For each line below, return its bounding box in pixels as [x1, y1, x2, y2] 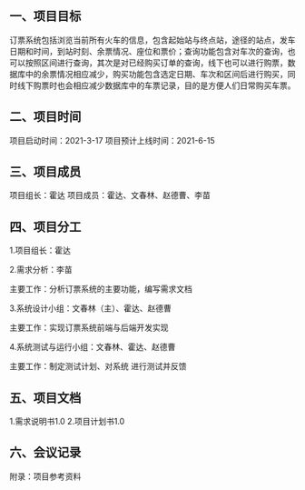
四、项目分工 [9, 219, 82, 235]
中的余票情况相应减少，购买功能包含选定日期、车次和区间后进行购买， [25, 68, 288, 79]
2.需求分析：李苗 [9, 265, 73, 275]
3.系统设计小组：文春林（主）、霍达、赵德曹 [9, 303, 172, 314]
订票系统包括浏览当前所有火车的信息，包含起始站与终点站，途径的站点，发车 [9, 35, 296, 45]
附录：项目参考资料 [9, 471, 82, 482]
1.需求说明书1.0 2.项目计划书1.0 [9, 416, 125, 427]
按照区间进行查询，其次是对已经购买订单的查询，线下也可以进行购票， [25, 57, 288, 68]
